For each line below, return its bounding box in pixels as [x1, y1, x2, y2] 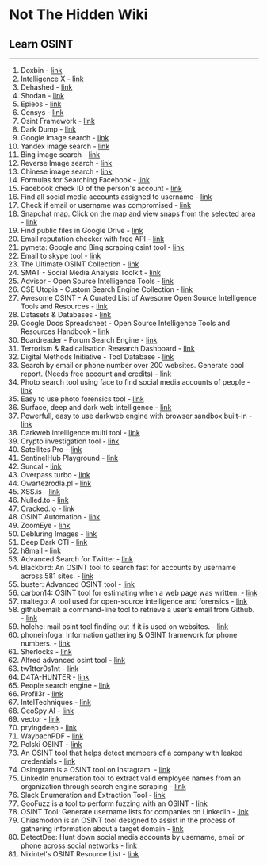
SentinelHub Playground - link [20, 454, 118, 462]
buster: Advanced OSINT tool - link [20, 580, 135, 588]
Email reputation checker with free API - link [20, 234, 165, 243]
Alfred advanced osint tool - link [20, 656, 126, 665]
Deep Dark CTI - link [20, 538, 88, 546]
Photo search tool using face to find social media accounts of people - [20, 377, 250, 386]
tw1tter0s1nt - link [20, 664, 79, 673]
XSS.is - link [20, 487, 61, 496]
